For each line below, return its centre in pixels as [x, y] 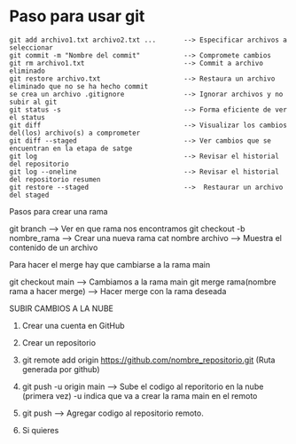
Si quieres [40, 430]
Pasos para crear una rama [58, 211]
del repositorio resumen [55, 179]
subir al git [33, 102]
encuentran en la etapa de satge [71, 148]
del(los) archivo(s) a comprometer [75, 133]
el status [27, 117]
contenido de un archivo [54, 247]
